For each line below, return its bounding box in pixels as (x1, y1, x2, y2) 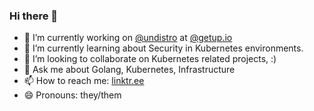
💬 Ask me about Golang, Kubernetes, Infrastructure (23, 64, 236, 76)
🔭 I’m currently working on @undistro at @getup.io (23, 32, 233, 44)
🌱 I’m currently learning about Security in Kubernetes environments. (23, 42, 304, 54)
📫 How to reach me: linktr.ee (23, 75, 145, 87)
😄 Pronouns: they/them (23, 89, 122, 101)
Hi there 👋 (9, 9, 59, 23)
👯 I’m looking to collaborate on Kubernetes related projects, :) (23, 53, 277, 65)
